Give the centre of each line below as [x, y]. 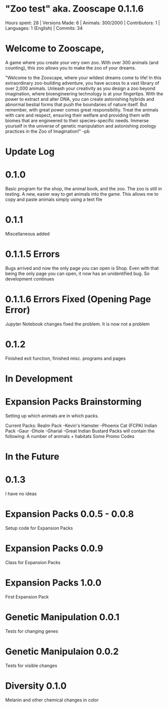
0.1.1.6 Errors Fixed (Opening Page [78, 299]
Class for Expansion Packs [33, 562]
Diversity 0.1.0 [36, 686]
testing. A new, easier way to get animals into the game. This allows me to [82, 194]
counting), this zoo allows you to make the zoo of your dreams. [71, 68]
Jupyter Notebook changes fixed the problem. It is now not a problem [77, 324]
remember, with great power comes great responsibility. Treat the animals [82, 110]
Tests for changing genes [32, 631]
